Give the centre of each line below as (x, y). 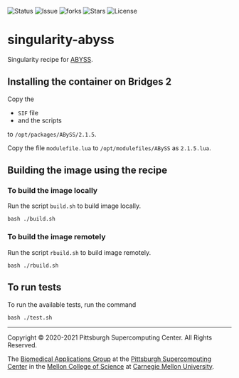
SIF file (28, 112)
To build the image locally (53, 191)
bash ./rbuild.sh (33, 266)
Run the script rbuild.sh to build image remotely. (79, 252)
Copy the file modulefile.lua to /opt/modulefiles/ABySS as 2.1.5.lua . (109, 148)
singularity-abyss (61, 40)
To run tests (34, 287)
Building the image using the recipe (87, 170)
